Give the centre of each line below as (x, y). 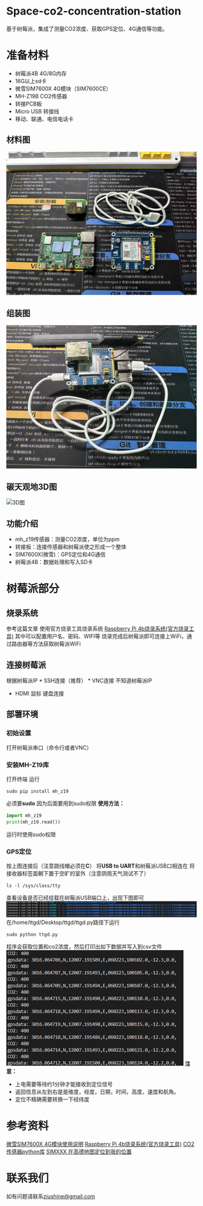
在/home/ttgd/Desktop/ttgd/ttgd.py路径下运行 (63, 922)
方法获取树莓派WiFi (56, 644)
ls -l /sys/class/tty (34, 886)
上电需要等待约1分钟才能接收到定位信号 (64, 1084)
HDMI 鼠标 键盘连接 (40, 693)
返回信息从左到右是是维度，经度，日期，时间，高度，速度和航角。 (97, 1092)
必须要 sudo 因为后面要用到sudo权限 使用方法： (66, 803)
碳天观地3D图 (32, 487)
